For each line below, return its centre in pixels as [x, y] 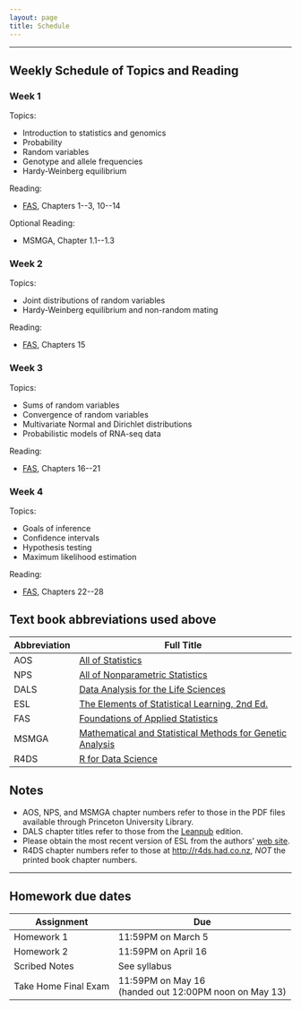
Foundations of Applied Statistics [149, 718]
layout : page [34, 17]
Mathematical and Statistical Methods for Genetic [183, 733]
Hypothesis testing [57, 548]
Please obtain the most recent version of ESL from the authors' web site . [156, 841]
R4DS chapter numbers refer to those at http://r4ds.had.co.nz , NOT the [154, 850]
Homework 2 [41, 951]
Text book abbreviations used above [113, 620]
